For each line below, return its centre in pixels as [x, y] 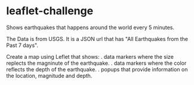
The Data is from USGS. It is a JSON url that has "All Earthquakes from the [97, 39]
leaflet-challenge [50, 11]
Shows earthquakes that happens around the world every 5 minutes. [90, 27]
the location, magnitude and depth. [49, 75]
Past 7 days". [22, 45]
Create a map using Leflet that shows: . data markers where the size [90, 56]
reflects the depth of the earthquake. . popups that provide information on [97, 69]
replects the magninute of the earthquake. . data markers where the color [96, 63]
